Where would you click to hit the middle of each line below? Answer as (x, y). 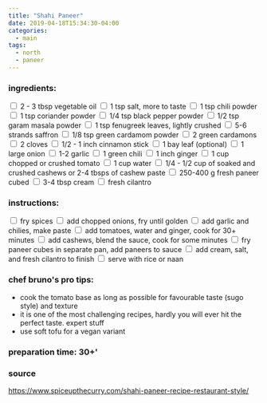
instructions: (34, 203)
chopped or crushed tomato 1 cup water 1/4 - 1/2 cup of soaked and (132, 164)
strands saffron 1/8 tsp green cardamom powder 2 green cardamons (133, 135)
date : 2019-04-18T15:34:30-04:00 (64, 23)
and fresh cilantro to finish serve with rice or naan (96, 259)
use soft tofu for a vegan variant (73, 331)
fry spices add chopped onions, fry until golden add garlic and (134, 221)
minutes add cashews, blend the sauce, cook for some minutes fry (130, 240)
